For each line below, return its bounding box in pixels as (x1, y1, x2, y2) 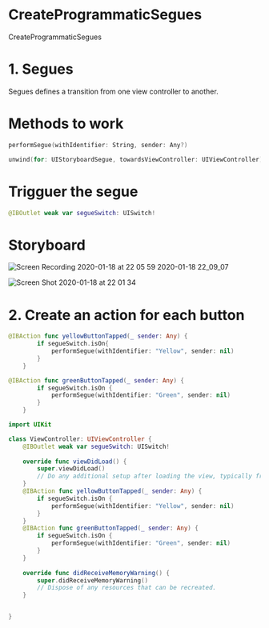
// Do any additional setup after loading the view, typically (37, 472, 252, 481)
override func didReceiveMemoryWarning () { (22, 569, 171, 577)
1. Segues (8, 60, 74, 78)
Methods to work (8, 114, 124, 133)
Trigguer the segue (8, 182, 139, 201)
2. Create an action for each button (8, 306, 245, 324)
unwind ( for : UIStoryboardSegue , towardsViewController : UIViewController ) (8, 155, 263, 163)
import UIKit (8, 421, 52, 429)
